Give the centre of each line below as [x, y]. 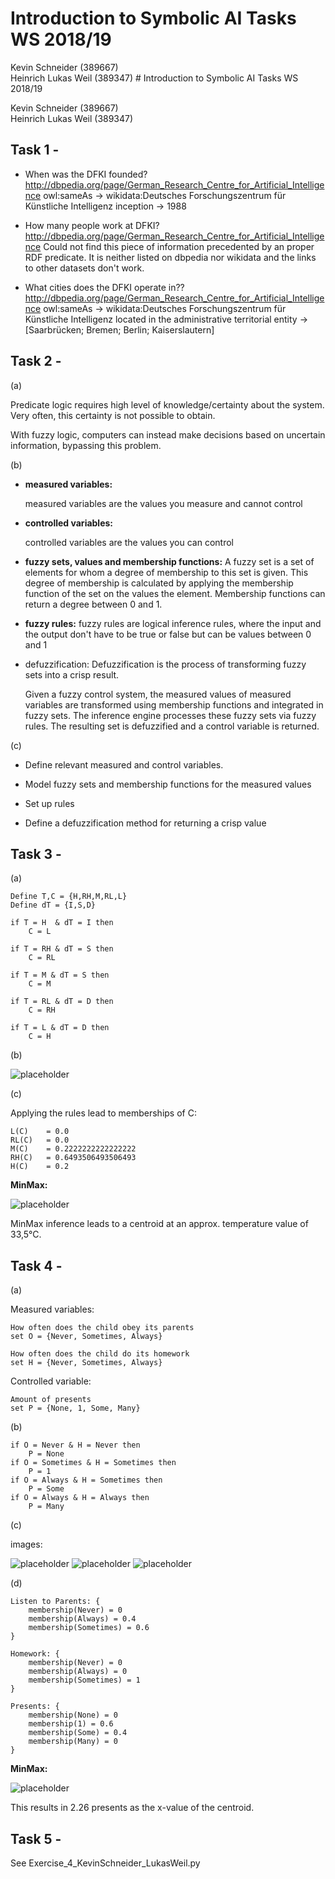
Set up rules [49, 803]
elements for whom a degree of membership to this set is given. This [166, 572]
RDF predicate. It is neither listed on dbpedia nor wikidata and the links [170, 257]
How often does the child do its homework [100, 1354]
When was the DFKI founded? [86, 174]
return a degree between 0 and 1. [93, 604]
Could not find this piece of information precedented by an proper [179, 246]
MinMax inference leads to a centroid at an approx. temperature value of [159, 1224]
